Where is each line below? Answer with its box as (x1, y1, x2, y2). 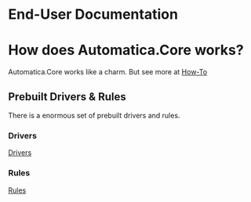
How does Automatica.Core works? (8, 41, 245, 60)
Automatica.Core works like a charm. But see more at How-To (8, 67, 208, 77)
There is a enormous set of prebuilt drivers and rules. (8, 110, 180, 120)
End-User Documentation (8, 5, 179, 23)
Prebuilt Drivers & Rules (8, 90, 127, 103)
